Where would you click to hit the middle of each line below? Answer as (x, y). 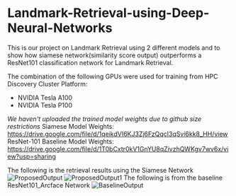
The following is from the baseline (173, 178)
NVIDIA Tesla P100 (45, 105)
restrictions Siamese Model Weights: (61, 126)
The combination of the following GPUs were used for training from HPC (113, 76)
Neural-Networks (60, 28)
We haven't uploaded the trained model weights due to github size (105, 119)
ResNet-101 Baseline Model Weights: (61, 141)
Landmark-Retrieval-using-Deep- (108, 13)
